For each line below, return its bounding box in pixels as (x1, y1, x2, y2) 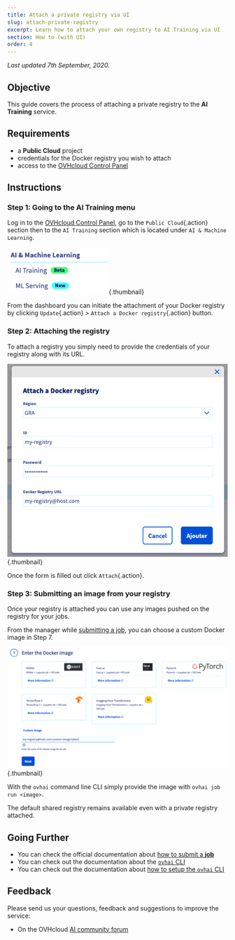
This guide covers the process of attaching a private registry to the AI (7, 100, 208, 108)
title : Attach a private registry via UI (7, 11, 130, 18)
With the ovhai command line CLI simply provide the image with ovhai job (7, 783, 221, 791)
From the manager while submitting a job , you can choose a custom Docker (7, 626, 225, 634)
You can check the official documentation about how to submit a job (17, 850, 215, 859)
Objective (7, 81, 51, 93)
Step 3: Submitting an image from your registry (7, 589, 171, 598)
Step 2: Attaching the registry (7, 326, 111, 336)
